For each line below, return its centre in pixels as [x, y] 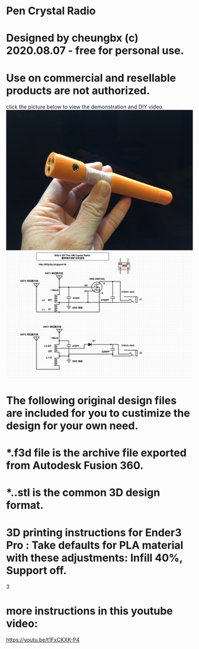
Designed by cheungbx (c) [73, 38]
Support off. [36, 570]
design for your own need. [72, 426]
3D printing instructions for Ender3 [94, 532]
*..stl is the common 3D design [83, 493]
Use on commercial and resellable [91, 78]
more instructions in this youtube [90, 611]
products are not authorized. [78, 91]
